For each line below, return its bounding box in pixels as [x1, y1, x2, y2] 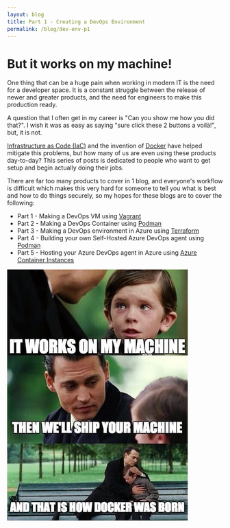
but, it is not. [7, 128, 42, 137]
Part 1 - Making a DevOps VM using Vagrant [16, 212, 142, 220]
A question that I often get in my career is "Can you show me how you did [7, 114, 215, 122]
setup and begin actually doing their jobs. [7, 163, 125, 172]
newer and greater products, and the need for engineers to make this [7, 93, 202, 102]
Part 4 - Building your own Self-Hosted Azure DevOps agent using [16, 234, 204, 242]
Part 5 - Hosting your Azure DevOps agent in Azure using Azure [16, 249, 197, 257]
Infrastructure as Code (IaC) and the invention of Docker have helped [7, 141, 203, 150]
